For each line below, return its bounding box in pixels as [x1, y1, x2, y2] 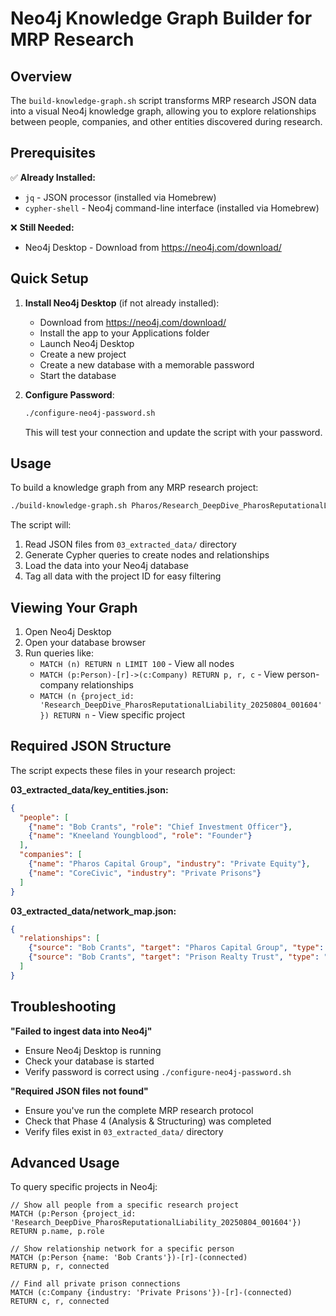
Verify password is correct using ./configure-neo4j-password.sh [24, 1065, 292, 1077]
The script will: [10, 519, 72, 531]
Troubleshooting [10, 998, 117, 1016]
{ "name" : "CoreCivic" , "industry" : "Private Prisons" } [28, 868, 262, 878]
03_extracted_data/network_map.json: [10, 905, 177, 917]
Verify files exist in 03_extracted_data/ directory [24, 1125, 224, 1137]
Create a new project [39, 348, 127, 360]
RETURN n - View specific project [53, 709, 186, 721]
